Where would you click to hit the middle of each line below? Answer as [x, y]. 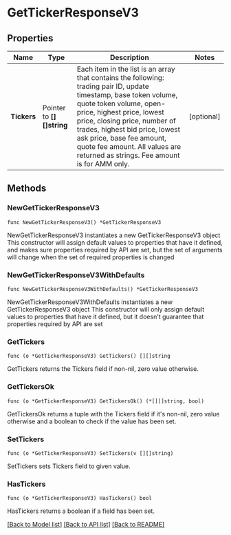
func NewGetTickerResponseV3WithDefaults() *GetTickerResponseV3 [102, 289]
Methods [27, 189]
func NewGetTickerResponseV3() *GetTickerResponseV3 [84, 222]
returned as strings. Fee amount [128, 155]
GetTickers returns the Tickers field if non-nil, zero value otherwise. [103, 369]
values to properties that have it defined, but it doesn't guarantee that [106, 316]
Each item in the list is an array [126, 69]
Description [129, 58]
